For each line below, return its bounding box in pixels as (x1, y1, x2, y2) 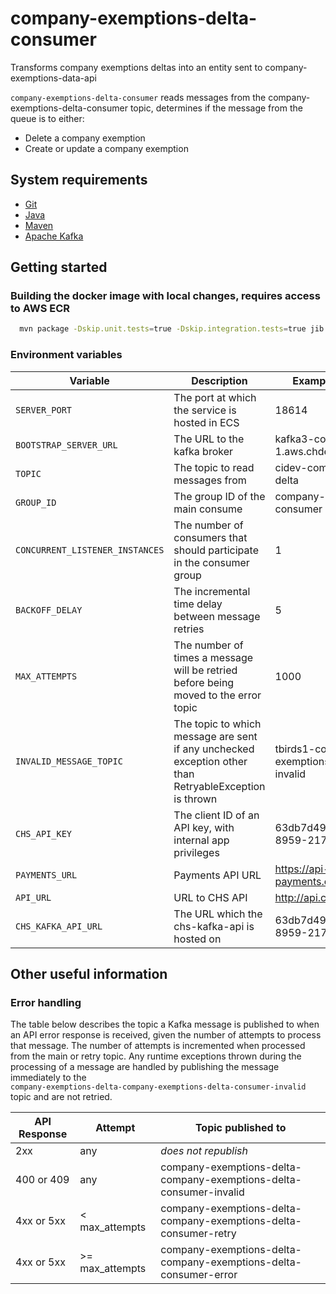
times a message (173, 650, 254, 664)
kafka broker (173, 444, 234, 458)
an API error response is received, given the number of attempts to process (10, 1029, 322, 1041)
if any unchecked (173, 742, 255, 756)
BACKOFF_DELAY (15, 604, 83, 616)
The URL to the (173, 432, 245, 446)
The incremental (173, 584, 251, 598)
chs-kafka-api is (173, 919, 255, 933)
